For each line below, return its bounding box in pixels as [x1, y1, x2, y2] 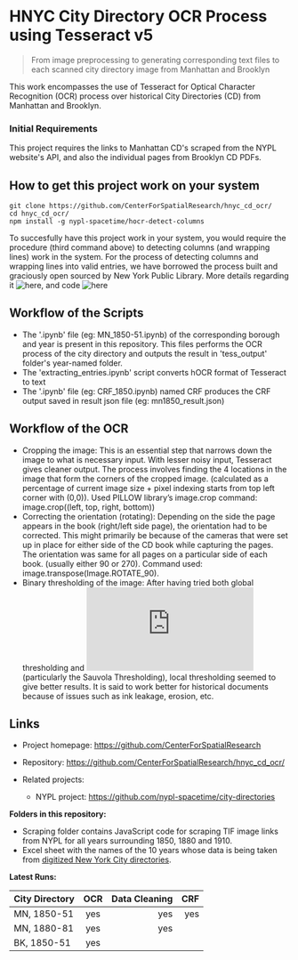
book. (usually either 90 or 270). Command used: [21, 558, 203, 569]
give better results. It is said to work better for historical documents [21, 681, 269, 691]
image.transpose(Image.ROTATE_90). [21, 568, 160, 578]
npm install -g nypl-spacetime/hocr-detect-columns [9, 217, 205, 226]
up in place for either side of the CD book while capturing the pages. [21, 539, 274, 550]
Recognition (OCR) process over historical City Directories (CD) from [9, 91, 261, 101]
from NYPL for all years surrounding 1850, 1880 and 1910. [21, 835, 233, 846]
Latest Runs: [9, 872, 57, 883]
